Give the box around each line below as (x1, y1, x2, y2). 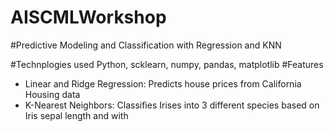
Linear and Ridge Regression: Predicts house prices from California (24, 77, 302, 90)
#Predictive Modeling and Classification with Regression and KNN (10, 39, 282, 51)
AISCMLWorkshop (10, 6, 167, 29)
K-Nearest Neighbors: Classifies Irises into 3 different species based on (24, 99, 320, 111)
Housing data (24, 88, 81, 100)
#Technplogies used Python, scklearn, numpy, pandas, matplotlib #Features (10, 58, 324, 70)
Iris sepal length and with (24, 109, 129, 121)
